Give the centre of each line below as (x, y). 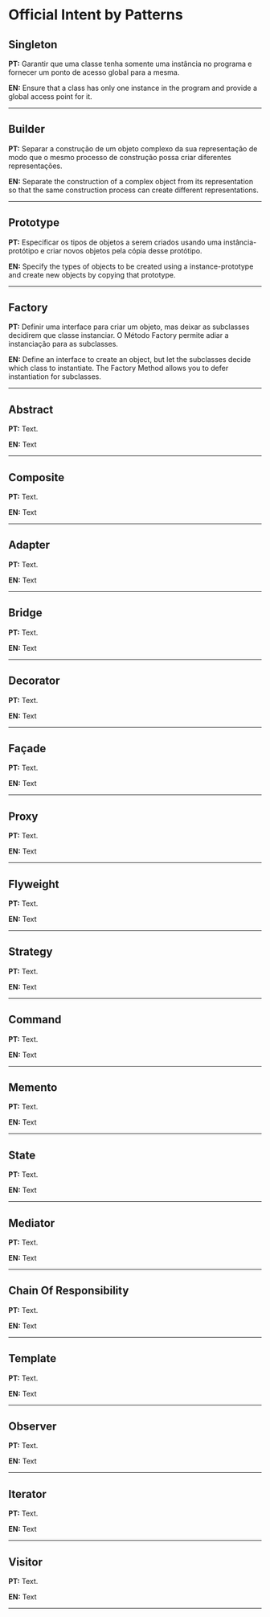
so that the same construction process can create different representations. (133, 190)
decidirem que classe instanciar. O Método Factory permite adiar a (119, 335)
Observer (33, 1427)
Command (35, 1020)
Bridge (25, 613)
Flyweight (34, 884)
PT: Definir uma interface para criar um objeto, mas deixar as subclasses (129, 327)
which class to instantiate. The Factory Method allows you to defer (119, 368)
